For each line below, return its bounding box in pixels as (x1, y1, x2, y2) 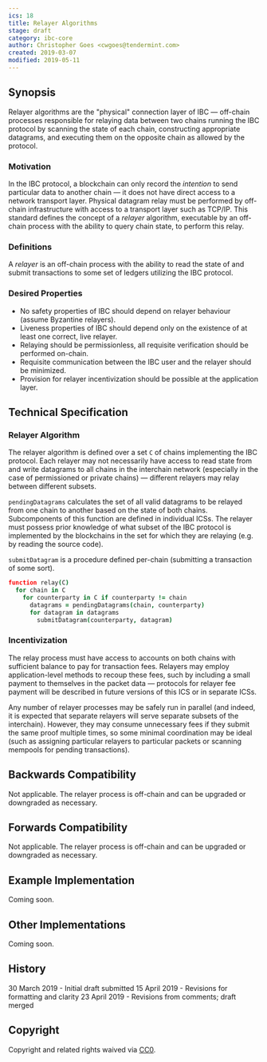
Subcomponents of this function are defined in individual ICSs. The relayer (8, 514, 253, 524)
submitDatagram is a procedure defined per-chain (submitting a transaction (8, 555, 253, 565)
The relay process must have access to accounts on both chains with (8, 652, 236, 663)
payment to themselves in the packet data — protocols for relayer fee (8, 678, 237, 688)
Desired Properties (8, 288, 83, 299)
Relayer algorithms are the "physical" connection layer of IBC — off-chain (8, 107, 250, 117)
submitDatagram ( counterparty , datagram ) (37, 616, 173, 624)
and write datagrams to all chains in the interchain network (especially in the (8, 465, 259, 474)
